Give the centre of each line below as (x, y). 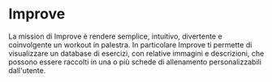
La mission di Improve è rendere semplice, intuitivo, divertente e (115, 36)
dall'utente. (27, 70)
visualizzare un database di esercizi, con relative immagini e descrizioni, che (136, 53)
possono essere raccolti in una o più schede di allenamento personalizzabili (135, 62)
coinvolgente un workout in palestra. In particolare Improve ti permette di (130, 44)
